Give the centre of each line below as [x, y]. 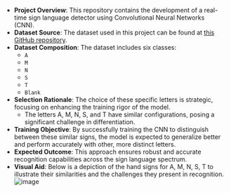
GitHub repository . [40, 40]
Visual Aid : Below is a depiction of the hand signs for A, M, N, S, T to [114, 167]
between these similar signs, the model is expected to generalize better [117, 137]
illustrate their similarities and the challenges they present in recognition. [119, 174]
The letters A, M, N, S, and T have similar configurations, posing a [119, 114]
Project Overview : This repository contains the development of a [108, 10]
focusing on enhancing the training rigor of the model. [92, 107]
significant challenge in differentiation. [80, 122]
